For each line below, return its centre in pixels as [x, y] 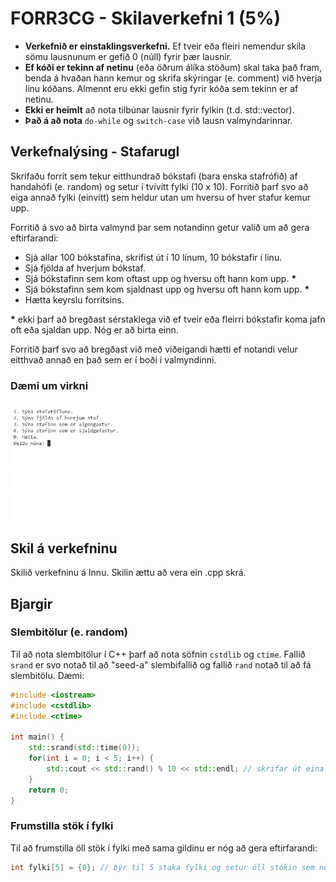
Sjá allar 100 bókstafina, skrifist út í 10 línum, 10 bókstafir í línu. [153, 257]
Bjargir [31, 603]
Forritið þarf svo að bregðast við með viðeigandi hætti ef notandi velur [154, 349]
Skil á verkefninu [64, 548]
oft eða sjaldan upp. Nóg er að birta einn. [94, 329]
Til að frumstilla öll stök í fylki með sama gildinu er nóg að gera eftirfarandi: [164, 848]
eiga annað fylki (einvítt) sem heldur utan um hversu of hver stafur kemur [161, 197]
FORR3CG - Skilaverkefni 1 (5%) [146, 18]
